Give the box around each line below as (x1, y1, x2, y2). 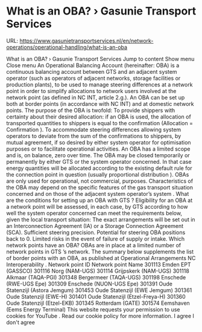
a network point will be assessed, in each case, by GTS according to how (6, 203, 188, 210)
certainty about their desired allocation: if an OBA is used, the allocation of (6, 113, 191, 120)
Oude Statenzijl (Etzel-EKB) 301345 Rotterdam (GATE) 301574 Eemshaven (6, 299, 190, 307)
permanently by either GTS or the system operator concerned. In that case (6, 158, 192, 165)
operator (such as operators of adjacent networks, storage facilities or (6, 74, 181, 82)
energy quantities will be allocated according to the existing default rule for (6, 164, 193, 172)
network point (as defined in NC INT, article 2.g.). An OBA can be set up (6, 94, 185, 101)
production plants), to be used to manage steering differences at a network (6, 80, 193, 88)
